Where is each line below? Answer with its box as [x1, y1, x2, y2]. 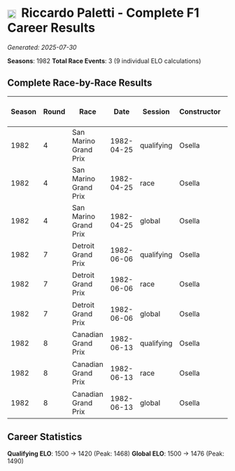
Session [142, 107, 170, 117]
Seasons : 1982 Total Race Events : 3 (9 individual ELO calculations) [7, 56, 201, 65]
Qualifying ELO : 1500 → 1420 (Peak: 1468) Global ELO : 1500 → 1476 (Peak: [7, 449, 225, 458]
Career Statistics [7, 430, 83, 443]
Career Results [7, 20, 96, 36]
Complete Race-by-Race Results [7, 77, 152, 89]
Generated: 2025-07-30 [7, 43, 77, 51]
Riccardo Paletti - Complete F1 [20, 5, 199, 21]
